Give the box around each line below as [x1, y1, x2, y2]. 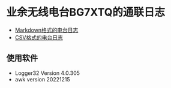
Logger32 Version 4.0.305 [14, 69, 80, 77]
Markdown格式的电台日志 [14, 26, 79, 34]
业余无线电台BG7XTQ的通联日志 [6, 5, 165, 19]
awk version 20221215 [14, 75, 70, 83]
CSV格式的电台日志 [14, 34, 63, 41]
